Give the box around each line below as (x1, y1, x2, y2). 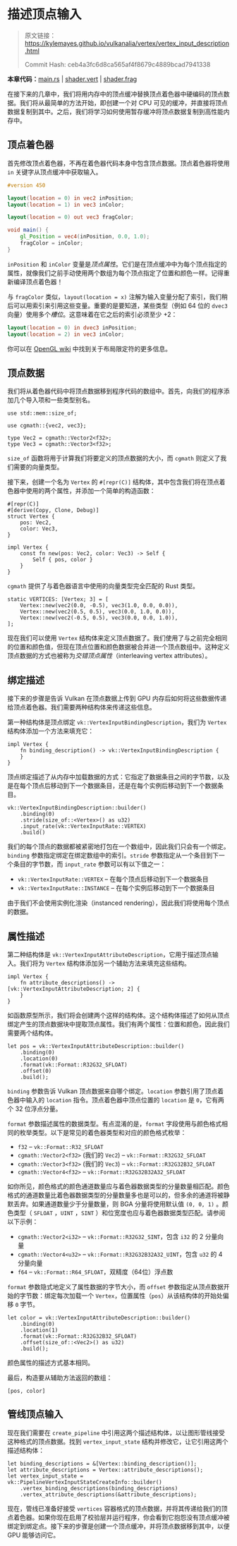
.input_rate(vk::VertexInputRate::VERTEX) (20, 823, 147, 830)
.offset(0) (20, 1067, 52, 1074)
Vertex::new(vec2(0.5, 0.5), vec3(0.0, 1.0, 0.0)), (20, 608, 175, 616)
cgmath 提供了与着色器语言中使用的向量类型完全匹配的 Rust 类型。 (7, 582, 200, 590)
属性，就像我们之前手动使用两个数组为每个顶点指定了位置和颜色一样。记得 (7, 269, 224, 277)
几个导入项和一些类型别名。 (13, 396, 94, 404)
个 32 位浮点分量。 (7, 1104, 62, 1113)
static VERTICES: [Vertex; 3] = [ (7, 596, 109, 603)
